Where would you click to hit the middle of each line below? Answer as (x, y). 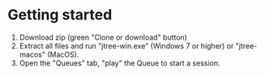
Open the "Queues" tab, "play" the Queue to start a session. (120, 63)
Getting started (60, 15)
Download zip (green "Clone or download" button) (103, 37)
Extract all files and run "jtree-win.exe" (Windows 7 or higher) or (126, 45)
